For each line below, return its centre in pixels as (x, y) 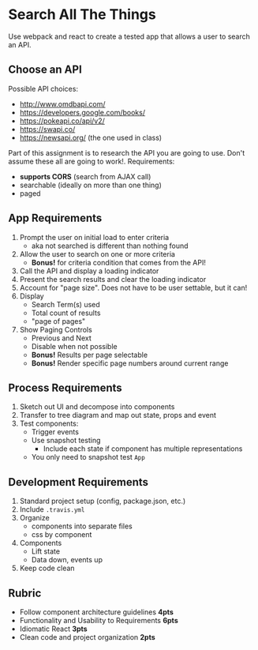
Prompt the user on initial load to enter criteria (94, 237)
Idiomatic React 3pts (54, 629)
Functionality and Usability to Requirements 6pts (99, 620)
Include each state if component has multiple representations (143, 449)
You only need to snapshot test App (88, 457)
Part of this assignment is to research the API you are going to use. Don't (127, 152)
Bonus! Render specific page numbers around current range (130, 363)
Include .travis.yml (52, 509)
